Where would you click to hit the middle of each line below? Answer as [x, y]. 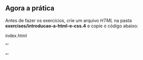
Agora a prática [30, 8]
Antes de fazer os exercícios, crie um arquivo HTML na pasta [68, 20]
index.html [16, 35]
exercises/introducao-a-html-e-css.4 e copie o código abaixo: [72, 26]
